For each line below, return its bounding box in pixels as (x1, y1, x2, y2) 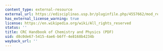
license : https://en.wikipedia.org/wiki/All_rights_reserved (5, 20, 131, 26)
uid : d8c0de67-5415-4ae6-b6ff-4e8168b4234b (5, 34, 95, 39)
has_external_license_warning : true (5, 16, 79, 21)
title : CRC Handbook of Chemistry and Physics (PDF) (5, 30, 114, 34)
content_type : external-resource (5, 7, 73, 12)
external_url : (5, 12, 34, 17)
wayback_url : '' (5, 39, 38, 44)
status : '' (5, 25, 27, 30)
